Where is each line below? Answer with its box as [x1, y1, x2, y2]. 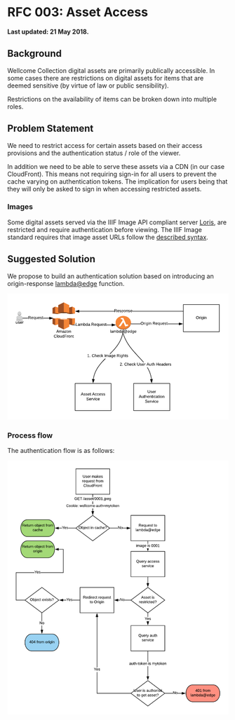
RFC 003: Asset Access [7, 4, 149, 20]
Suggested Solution [7, 253, 96, 265]
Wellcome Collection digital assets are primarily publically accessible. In [7, 66, 215, 74]
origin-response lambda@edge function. [7, 279, 125, 287]
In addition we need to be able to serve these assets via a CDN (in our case [7, 162, 225, 170]
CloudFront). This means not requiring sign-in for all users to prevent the [7, 170, 217, 178]
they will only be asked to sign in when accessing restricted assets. [7, 184, 202, 193]
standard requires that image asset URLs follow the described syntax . [7, 233, 208, 241]
